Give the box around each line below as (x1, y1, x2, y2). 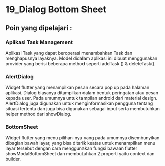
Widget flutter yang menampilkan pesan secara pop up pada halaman (5, 84, 150, 91)
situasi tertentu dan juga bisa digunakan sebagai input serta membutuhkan (5, 106, 160, 112)
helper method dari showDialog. (5, 111, 72, 117)
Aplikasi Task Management (5, 39, 73, 46)
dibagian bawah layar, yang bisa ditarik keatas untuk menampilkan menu (5, 140, 156, 146)
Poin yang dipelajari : (5, 24, 72, 32)
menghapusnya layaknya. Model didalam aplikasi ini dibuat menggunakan (5, 55, 158, 61)
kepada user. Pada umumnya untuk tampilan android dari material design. (5, 95, 158, 101)
